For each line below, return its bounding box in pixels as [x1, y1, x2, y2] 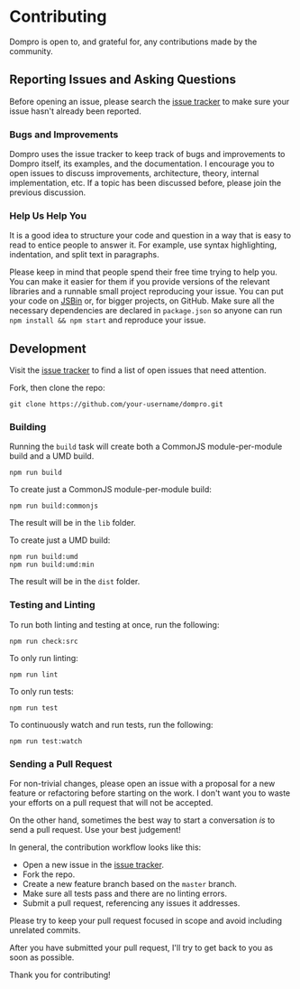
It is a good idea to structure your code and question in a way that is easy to [9, 230, 291, 241]
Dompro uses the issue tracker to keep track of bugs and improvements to [9, 149, 286, 160]
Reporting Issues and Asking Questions [9, 72, 237, 88]
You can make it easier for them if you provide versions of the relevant [9, 276, 270, 287]
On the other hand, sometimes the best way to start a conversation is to [9, 815, 276, 826]
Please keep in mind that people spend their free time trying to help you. [9, 266, 277, 277]
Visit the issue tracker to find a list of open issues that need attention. [9, 365, 268, 376]
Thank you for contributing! [9, 969, 111, 981]
